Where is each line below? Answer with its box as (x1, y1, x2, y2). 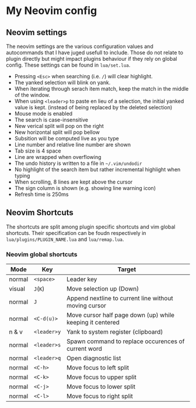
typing (14, 172, 30, 179)
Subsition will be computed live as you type (14, 135, 120, 141)
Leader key (66, 275, 97, 283)
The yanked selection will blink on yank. (14, 79, 111, 86)
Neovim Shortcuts (6, 208, 74, 217)
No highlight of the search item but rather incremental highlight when (14, 166, 181, 173)
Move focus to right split (66, 392, 133, 400)
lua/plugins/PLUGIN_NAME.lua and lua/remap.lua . (6, 236, 124, 243)
